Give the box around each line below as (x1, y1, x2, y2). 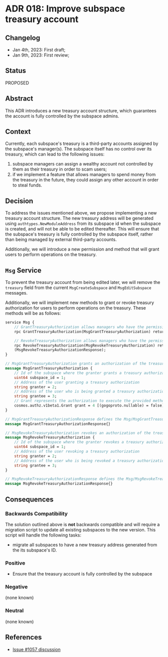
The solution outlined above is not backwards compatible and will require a (5, 521, 160, 527)
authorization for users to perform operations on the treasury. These (5, 305, 146, 311)
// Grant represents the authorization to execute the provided (14, 398, 151, 403)
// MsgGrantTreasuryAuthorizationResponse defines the (5, 416, 122, 421)
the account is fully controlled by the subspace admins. (5, 113, 119, 119)
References (5, 633, 42, 641)
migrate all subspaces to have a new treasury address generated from (12, 541, 157, 547)
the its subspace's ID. (12, 547, 57, 553)
